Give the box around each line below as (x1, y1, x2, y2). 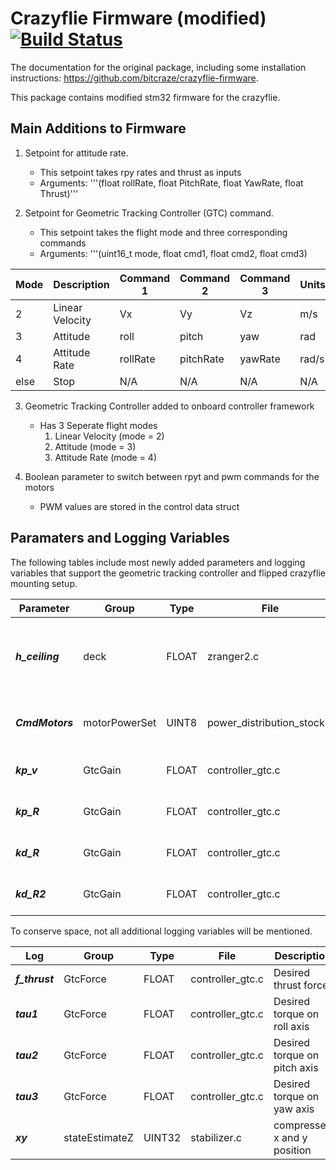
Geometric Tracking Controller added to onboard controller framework (24, 400, 315, 412)
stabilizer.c (190, 1130, 242, 1144)
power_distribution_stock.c (206, 715, 334, 729)
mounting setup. (10, 577, 78, 589)
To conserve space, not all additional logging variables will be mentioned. (10, 925, 313, 937)
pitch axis (273, 1060, 319, 1074)
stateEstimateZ (63, 1130, 134, 1144)
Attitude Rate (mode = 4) (54, 451, 157, 463)
